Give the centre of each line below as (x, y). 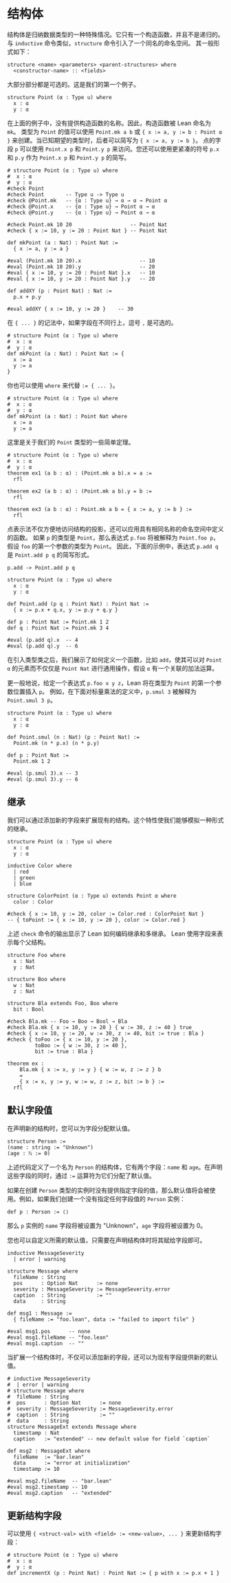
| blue (23, 884)
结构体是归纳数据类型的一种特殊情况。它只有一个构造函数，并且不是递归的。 (115, 34)
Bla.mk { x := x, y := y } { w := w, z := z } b (90, 1069)
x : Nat (24, 961)
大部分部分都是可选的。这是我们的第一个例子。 (73, 84)
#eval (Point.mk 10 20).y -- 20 (81, 267)
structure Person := (37, 1141)
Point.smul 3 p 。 (32, 700)
